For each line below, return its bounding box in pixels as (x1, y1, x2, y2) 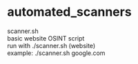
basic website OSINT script (7, 34, 85, 42)
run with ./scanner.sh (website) (7, 41, 95, 50)
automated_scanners (7, 4, 132, 20)
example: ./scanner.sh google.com (7, 49, 106, 57)
